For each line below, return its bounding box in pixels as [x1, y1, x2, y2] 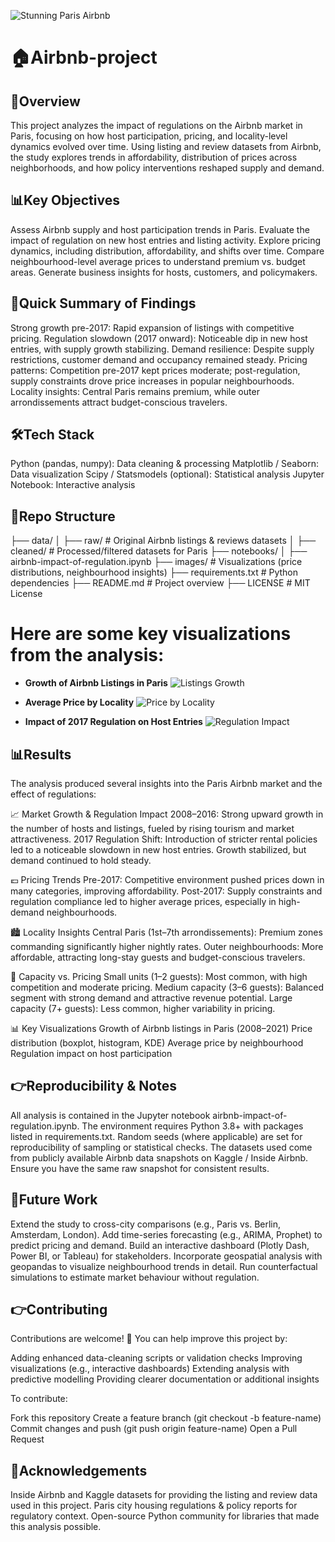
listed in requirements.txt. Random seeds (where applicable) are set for [10, 1130, 303, 1142]
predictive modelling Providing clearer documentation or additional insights [10, 1373, 320, 1385]
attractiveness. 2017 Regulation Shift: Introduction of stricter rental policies [10, 833, 318, 845]
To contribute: [10, 1393, 68, 1405]
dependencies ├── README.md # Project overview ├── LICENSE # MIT [10, 577, 311, 589]
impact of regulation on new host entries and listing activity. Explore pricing [10, 234, 322, 246]
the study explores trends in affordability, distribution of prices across [10, 151, 298, 163]
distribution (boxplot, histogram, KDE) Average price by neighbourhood [10, 1037, 304, 1049]
